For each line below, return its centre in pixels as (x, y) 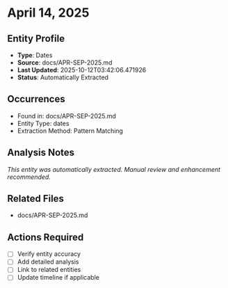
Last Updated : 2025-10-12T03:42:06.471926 (82, 70)
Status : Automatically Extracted (63, 77)
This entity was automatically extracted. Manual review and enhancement (114, 169)
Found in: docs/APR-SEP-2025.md (67, 115)
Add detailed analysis (48, 262)
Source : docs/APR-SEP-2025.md (65, 63)
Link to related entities (49, 270)
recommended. (29, 177)
